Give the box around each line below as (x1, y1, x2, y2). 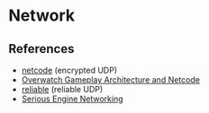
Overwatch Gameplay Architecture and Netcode (21, 74, 200, 85)
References (8, 41, 75, 56)
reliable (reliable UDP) (21, 84, 104, 94)
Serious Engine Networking (21, 93, 123, 104)
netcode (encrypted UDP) (21, 65, 118, 75)
